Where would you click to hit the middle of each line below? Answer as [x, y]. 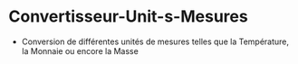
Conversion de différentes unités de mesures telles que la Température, [155, 41]
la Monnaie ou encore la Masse [80, 50]
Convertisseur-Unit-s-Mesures [128, 17]
